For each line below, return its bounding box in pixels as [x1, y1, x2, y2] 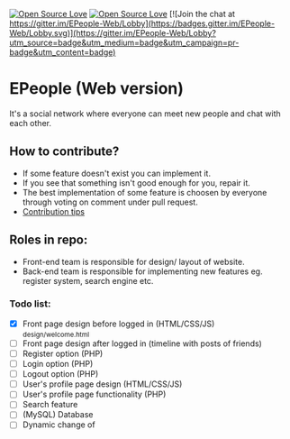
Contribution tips [22, 206, 86, 216]
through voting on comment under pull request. [22, 197, 198, 207]
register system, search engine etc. [22, 275, 154, 286]
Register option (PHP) [22, 348, 104, 359]
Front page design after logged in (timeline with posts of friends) [22, 338, 263, 349]
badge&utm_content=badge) [9, 47, 116, 58]
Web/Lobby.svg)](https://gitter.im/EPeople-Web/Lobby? [9, 28, 216, 38]
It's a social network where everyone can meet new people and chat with [9, 108, 281, 119]
